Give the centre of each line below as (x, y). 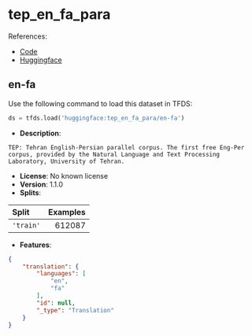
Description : (40, 133)
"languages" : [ (61, 274)
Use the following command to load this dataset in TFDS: (100, 103)
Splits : (30, 192)
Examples (67, 212)
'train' (26, 225)
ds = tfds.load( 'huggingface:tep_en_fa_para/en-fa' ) (96, 118)
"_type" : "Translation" (75, 310)
